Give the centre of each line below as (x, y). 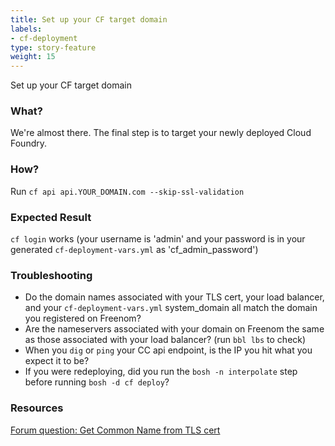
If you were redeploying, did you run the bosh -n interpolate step (161, 372)
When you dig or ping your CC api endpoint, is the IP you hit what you (168, 350)
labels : (26, 29)
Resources (37, 408)
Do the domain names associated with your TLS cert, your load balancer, (174, 297)
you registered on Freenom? (83, 318)
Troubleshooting (51, 275)
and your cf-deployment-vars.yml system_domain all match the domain (171, 308)
